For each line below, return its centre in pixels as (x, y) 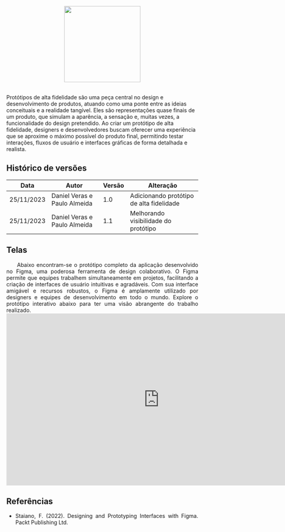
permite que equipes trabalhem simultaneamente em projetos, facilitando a (102, 278)
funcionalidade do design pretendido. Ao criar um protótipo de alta (90, 123)
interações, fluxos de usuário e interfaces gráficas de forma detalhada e (97, 143)
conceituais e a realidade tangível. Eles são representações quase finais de (100, 110)
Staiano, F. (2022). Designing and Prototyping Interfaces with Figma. (107, 516)
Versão (114, 185)
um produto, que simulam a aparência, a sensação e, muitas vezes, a (93, 117)
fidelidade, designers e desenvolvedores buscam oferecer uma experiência (101, 129)
